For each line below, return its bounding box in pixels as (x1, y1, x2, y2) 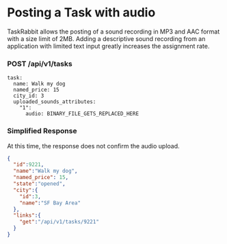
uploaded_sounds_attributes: (13, 98, 96, 105)
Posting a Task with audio (7, 5, 156, 21)
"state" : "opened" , (13, 180, 66, 187)
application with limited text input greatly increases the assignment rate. (7, 42, 210, 50)
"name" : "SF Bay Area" (19, 200, 81, 206)
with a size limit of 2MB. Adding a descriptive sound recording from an (7, 34, 206, 42)
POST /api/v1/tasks (7, 59, 73, 68)
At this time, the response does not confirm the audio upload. (7, 141, 180, 150)
